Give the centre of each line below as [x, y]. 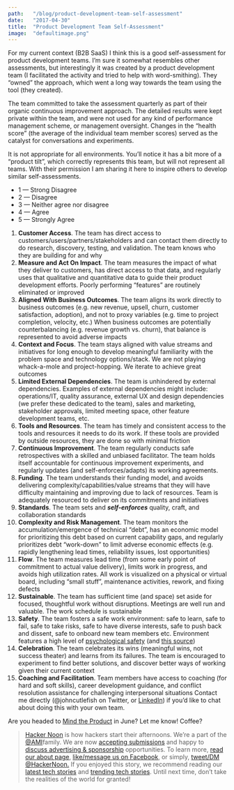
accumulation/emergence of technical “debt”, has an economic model [118, 530]
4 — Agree [33, 212]
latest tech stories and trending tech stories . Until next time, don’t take [126, 772]
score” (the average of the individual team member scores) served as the [113, 133]
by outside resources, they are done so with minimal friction [104, 441]
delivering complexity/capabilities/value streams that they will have [114, 485]
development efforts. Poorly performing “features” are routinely [109, 285]
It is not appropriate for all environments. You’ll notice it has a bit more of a [115, 154]
